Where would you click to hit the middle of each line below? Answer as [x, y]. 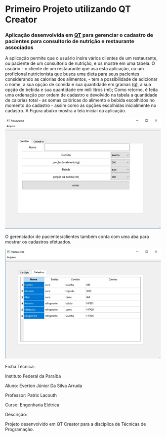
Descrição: [16, 414]
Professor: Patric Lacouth [31, 395]
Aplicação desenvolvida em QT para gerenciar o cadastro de [79, 35]
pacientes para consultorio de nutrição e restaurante [70, 42]
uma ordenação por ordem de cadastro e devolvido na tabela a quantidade [81, 95]
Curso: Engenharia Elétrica [32, 405]
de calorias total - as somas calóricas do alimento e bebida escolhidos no [80, 100]
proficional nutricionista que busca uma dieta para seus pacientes [72, 74]
